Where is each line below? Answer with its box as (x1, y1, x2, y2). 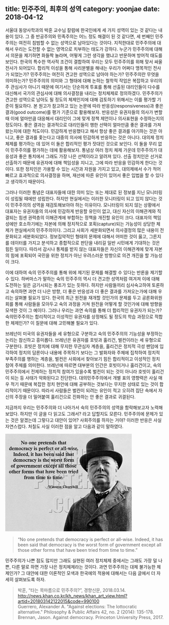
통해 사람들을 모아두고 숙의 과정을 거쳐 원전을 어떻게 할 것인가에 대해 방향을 (14, 301, 163, 307)
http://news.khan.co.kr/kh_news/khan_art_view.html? (17, 593, 128, 599)
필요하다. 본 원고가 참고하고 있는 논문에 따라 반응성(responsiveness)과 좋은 (14, 102, 164, 109)
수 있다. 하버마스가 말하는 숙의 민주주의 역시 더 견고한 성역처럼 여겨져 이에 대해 (5, 276, 160, 282)
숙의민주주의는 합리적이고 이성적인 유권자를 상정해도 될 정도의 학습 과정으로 (5, 314, 154, 320)
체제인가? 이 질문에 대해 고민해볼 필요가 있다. (10, 320, 99, 326)
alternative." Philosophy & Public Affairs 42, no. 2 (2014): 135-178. (17, 609, 154, 615)
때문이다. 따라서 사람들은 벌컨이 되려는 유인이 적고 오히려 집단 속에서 (22, 387, 157, 393)
